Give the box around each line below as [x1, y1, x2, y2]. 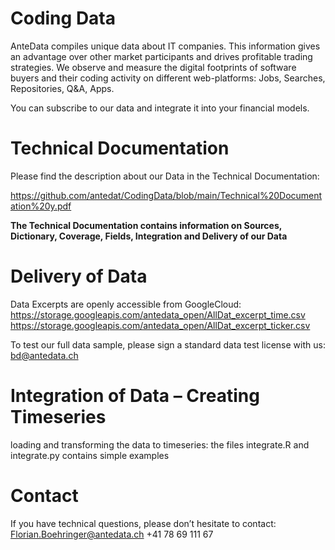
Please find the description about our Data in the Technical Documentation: [10, 170, 320, 182]
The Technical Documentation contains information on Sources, [10, 219, 282, 231]
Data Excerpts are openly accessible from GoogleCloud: [10, 298, 242, 310]
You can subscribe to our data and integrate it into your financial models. [10, 102, 310, 114]
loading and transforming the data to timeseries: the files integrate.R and [10, 438, 310, 451]
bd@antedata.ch [10, 349, 79, 361]
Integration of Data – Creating [10, 385, 260, 407]
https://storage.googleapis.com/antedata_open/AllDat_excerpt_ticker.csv [10, 319, 311, 331]
